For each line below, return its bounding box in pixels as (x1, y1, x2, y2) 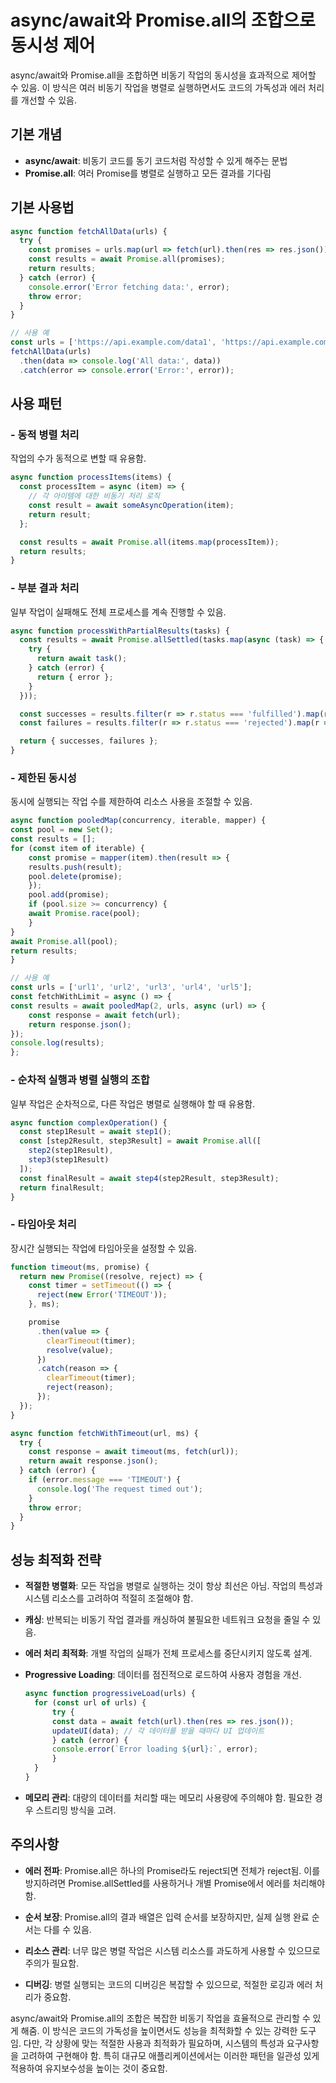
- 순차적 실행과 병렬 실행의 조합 (10, 1073, 150, 1087)
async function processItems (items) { (10, 472, 172, 483)
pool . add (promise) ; (28, 890, 110, 900)
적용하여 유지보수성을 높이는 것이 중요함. (10, 2062, 168, 2074)
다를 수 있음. (43, 1923, 92, 1935)
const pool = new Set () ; (10, 825, 114, 835)
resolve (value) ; (46, 1345, 114, 1355)
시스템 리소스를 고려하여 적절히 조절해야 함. (24, 1592, 194, 1605)
